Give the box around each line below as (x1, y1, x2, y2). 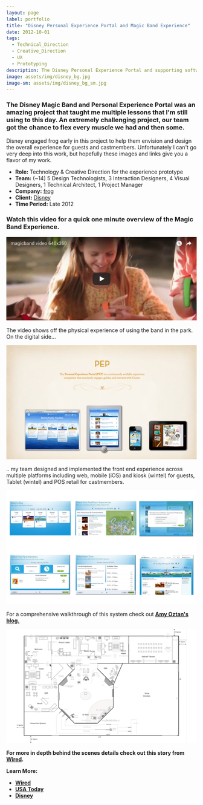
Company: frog (14, 187, 54, 195)
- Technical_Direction (11, 42, 69, 48)
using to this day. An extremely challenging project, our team (6, 116, 189, 124)
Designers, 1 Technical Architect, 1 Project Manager (14, 181, 143, 188)
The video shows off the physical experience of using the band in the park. (6, 327, 193, 334)
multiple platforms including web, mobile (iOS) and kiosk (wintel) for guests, (6, 472, 195, 479)
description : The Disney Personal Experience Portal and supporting (6, 67, 182, 73)
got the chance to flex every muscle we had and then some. (6, 123, 185, 132)
